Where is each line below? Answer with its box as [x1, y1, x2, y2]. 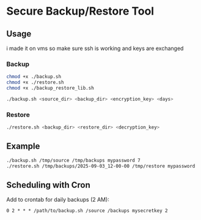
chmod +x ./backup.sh [6, 74, 62, 80]
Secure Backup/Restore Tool [6, 4, 155, 18]
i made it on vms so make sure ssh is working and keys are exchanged [6, 44, 184, 52]
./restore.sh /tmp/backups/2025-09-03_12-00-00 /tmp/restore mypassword [6, 163, 196, 169]
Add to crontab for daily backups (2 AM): [6, 196, 110, 204]
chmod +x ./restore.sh [6, 79, 64, 86]
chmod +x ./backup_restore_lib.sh [6, 85, 95, 91]
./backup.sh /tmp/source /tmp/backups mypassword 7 [6, 157, 141, 163]
